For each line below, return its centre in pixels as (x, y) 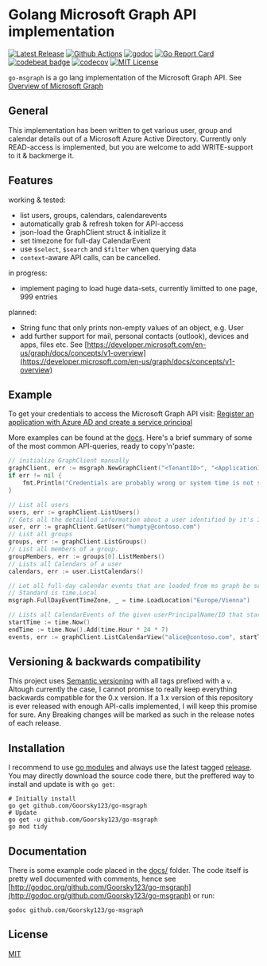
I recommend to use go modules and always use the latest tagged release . (130, 767)
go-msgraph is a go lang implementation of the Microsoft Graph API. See (125, 77)
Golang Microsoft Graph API (103, 15)
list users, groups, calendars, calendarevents (93, 215)
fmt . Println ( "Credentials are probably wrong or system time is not (138, 483)
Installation (37, 748)
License (28, 935)
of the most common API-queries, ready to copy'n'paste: (101, 446)
